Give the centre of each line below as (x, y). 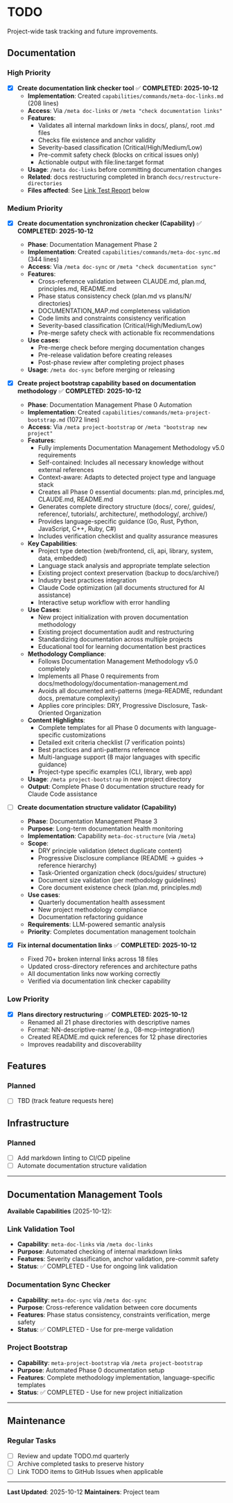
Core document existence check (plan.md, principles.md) (120, 887)
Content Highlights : (56, 720)
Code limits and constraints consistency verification (112, 318)
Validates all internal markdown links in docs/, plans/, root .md (126, 125)
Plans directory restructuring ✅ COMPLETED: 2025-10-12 (102, 1014)
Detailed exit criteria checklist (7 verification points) (112, 742)
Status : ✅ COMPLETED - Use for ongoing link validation (97, 1267)
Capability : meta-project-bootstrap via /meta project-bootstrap (110, 1362)
